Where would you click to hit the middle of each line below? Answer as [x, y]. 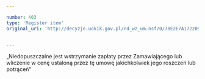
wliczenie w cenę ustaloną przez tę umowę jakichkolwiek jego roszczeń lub [101, 63]
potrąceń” [19, 69]
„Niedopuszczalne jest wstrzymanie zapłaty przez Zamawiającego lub [94, 57]
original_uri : [24, 29]
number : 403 [21, 17]
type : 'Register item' [35, 23]
